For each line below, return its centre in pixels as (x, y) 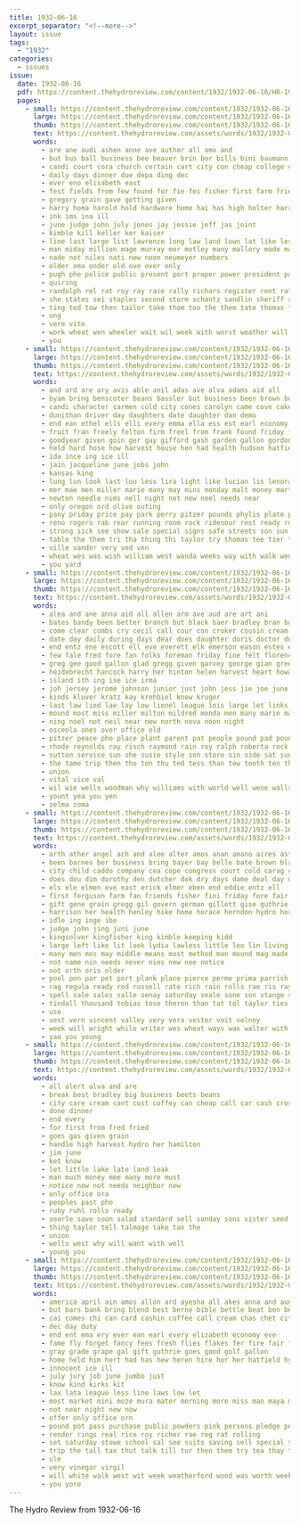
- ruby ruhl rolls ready (87, 1210)
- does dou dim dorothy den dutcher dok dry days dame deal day (163, 879)
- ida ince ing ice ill (85, 457)
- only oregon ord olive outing (101, 506)
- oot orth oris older (83, 971)
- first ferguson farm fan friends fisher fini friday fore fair (165, 896)
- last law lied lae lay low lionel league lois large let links (165, 705)
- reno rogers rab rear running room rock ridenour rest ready (161, 523)
